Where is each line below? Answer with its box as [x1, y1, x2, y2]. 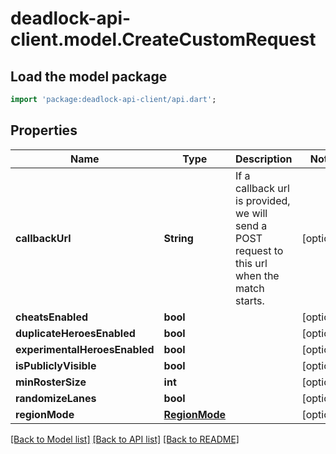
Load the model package [10, 68, 168, 85]
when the [235, 268, 280, 282]
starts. [235, 293, 265, 307]
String [163, 231, 194, 245]
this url [235, 256, 268, 270]
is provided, [235, 193, 291, 207]
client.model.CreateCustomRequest [10, 28, 317, 51]
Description [235, 152, 293, 166]
